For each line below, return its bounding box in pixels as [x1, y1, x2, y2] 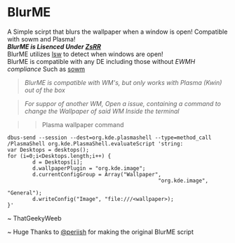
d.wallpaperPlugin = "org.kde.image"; [32, 164, 146, 172]
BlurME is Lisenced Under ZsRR [7, 42, 102, 51]
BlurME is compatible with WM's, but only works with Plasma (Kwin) [24, 78, 222, 86]
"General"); [7, 189, 42, 197]
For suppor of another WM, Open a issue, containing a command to [24, 99, 221, 107]
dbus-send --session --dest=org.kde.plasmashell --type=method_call [7, 134, 212, 141]
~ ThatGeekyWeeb [7, 214, 62, 222]
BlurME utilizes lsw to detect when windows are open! [7, 50, 163, 58]
